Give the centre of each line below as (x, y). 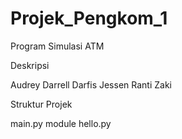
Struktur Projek (41, 104)
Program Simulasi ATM (57, 46)
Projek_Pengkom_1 (89, 18)
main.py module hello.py (61, 123)
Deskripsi (30, 65)
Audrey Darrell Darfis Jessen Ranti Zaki (91, 84)
